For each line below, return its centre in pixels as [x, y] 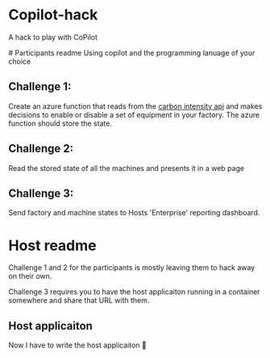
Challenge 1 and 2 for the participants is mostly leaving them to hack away [132, 268]
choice [20, 61]
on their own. [30, 277]
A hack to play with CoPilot [53, 37]
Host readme [52, 246]
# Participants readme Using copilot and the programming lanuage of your [132, 52]
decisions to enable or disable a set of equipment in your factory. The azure [134, 114]
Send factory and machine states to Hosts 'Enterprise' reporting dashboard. [134, 213]
